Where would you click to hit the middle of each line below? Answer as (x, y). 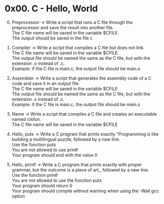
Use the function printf (35, 175)
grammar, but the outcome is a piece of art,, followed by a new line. (80, 170)
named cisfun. (26, 119)
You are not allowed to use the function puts (57, 180)
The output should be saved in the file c (52, 38)
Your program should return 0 (42, 185)
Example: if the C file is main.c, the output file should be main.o (76, 68)
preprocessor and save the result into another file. (63, 27)
